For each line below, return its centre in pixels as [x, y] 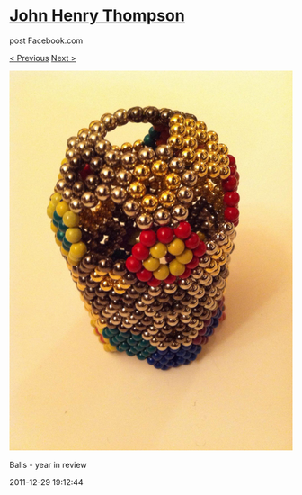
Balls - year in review [48, 464]
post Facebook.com [46, 40]
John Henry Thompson [98, 16]
